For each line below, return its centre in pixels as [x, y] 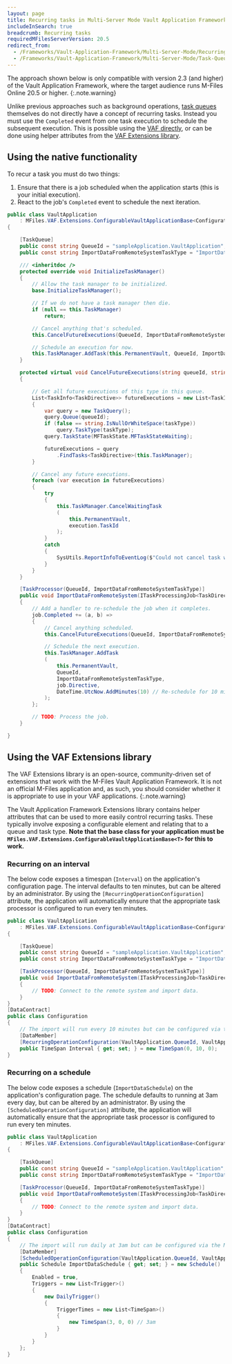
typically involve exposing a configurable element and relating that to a [108, 824]
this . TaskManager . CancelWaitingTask [109, 506]
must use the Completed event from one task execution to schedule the [107, 121]
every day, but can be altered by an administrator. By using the [96, 1102]
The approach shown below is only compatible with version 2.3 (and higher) [115, 78]
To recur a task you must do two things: [64, 174]
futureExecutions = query [81, 449]
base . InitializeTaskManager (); [77, 291]
